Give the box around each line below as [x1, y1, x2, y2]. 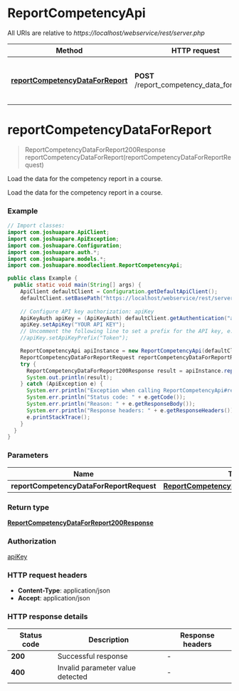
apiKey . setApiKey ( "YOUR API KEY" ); [20, 321, 126, 329]
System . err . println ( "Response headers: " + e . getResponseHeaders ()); [26, 406, 237, 414]
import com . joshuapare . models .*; [7, 255, 107, 262]
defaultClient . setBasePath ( [20, 295, 103, 302]
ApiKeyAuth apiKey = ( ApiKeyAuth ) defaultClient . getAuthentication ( [20, 314, 228, 322]
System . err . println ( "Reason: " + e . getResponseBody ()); [26, 401, 196, 408]
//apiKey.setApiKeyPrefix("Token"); [20, 334, 129, 342]
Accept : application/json [17, 594, 90, 603]
